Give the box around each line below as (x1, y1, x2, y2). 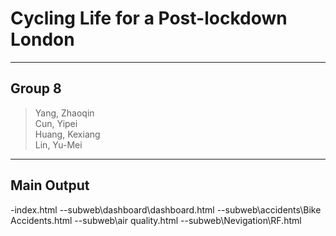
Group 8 (10, 80, 62, 97)
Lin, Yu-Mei (34, 138, 83, 151)
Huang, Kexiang (34, 128, 101, 140)
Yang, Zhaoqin (34, 107, 95, 119)
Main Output (10, 177, 90, 194)
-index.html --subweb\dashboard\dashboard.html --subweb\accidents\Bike (10, 203, 322, 216)
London (10, 28, 75, 51)
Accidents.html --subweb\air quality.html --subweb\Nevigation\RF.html (10, 214, 302, 226)
